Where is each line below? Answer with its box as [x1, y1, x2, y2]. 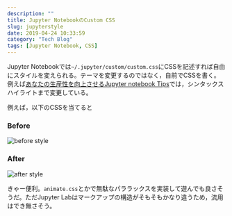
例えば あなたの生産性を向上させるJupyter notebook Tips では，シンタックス [7, 80, 224, 88]
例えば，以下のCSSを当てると [7, 103, 93, 111]
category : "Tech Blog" [7, 36, 73, 43]
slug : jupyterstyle [7, 23, 64, 30]
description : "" [7, 10, 54, 17]
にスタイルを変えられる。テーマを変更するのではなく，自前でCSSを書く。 [7, 71, 220, 79]
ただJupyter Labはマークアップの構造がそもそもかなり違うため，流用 [25, 192, 224, 201]
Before [7, 121, 31, 131]
